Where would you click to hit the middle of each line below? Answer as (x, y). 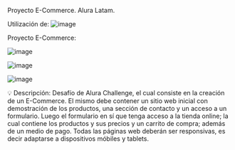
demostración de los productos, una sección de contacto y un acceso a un (117, 108)
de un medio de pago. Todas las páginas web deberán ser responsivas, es (116, 131)
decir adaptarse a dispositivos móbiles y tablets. (78, 139)
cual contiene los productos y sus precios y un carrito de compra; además (116, 123)
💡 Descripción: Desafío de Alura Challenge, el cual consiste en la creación (116, 93)
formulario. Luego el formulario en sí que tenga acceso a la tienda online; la (118, 116)
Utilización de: (28, 24)
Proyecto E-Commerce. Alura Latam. (61, 10)
